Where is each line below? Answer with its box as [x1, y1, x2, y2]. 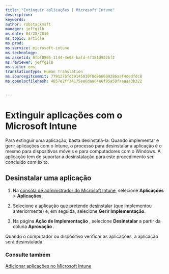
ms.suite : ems [5, 64, 36, 69]
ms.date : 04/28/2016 [5, 31, 49, 36]
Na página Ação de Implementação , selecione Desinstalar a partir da [12, 218, 161, 224]
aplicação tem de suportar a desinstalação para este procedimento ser [5, 154, 154, 160]
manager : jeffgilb [5, 27, 44, 32]
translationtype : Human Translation [5, 69, 83, 74]
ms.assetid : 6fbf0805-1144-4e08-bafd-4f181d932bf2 [5, 55, 115, 60]
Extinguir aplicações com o [5, 109, 123, 121]
